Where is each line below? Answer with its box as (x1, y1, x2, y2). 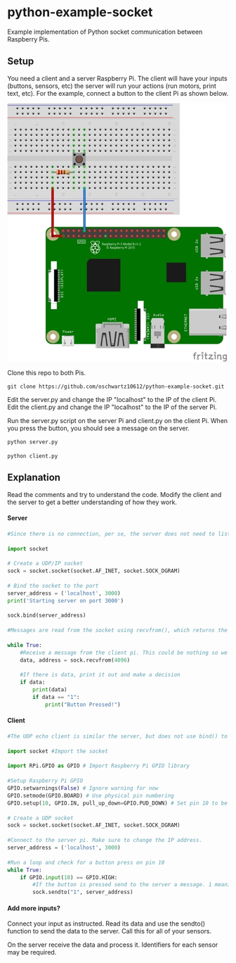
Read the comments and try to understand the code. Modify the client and (7, 490, 222, 498)
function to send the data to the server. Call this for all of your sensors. (7, 927, 212, 936)
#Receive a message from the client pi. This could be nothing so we (20, 649, 228, 656)
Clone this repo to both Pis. (7, 368, 86, 377)
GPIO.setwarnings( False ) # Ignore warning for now (7, 785, 159, 792)
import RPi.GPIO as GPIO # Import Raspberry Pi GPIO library (7, 762, 190, 769)
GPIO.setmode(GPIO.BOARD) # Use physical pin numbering (7, 792, 174, 799)
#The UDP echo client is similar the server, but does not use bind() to (7, 733, 228, 740)
